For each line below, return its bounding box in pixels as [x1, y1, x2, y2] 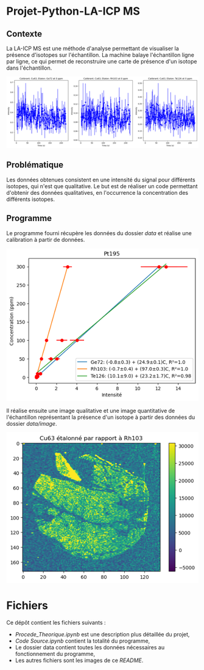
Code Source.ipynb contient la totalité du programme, [15, 637, 150, 644]
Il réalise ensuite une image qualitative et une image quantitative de [6, 407, 175, 414]
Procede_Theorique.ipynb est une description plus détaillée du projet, [15, 630, 190, 638]
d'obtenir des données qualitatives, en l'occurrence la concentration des [6, 189, 189, 196]
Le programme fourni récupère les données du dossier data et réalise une [6, 229, 192, 236]
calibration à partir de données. [6, 236, 85, 243]
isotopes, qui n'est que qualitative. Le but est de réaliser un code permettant [6, 182, 198, 190]
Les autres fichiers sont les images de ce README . [15, 657, 144, 664]
